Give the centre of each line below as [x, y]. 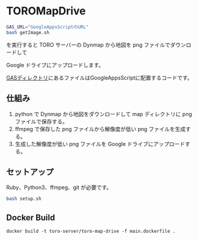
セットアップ [30, 172]
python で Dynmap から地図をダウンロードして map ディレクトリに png [103, 114]
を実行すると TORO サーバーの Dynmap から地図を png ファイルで [88, 45]
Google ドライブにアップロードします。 [55, 65]
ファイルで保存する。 [41, 121]
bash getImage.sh [28, 32]
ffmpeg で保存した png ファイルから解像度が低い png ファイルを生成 [100, 129]
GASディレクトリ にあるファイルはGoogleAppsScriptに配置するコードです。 [100, 78]
